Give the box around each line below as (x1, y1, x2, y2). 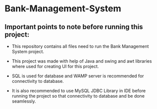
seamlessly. (11, 98, 36, 104)
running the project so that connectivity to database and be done (11, 93, 145, 99)
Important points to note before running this (4, 23, 143, 31)
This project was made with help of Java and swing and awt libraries (11, 58, 152, 64)
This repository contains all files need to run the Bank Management (11, 43, 149, 49)
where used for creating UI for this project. (11, 64, 99, 69)
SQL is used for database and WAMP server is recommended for (11, 73, 144, 79)
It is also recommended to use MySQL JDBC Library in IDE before (11, 88, 146, 94)
